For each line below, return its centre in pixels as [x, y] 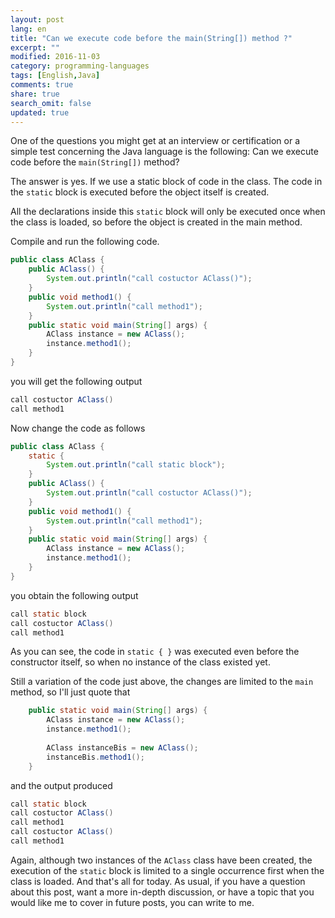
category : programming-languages [80, 66]
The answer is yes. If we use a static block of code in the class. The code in [166, 182]
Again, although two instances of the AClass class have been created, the [161, 860]
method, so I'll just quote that [70, 692]
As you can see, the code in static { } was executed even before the [155, 652]
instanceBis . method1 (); [95, 757]
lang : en [28, 29]
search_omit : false [51, 103]
